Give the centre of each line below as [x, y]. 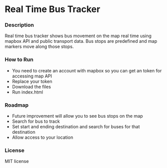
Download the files [31, 87]
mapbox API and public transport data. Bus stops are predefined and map [81, 41]
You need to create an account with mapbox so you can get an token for [87, 70]
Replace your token [32, 81]
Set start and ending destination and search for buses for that [76, 127]
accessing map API [32, 76]
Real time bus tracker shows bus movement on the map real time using [78, 36]
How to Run [19, 60]
